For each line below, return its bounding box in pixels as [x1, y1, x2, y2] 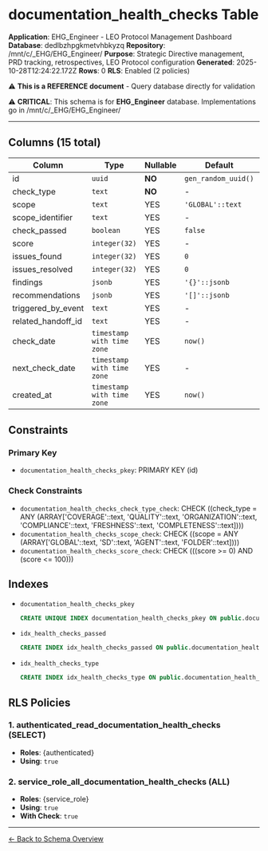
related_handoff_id [12, 315, 82, 326]
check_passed [12, 225, 67, 236]
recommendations [12, 290, 81, 301]
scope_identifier [12, 211, 73, 223]
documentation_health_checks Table [8, 6, 259, 24]
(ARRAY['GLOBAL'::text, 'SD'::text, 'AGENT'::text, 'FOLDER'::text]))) [19, 537, 240, 547]
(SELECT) [8, 730, 46, 741]
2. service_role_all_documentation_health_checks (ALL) [8, 776, 231, 787]
